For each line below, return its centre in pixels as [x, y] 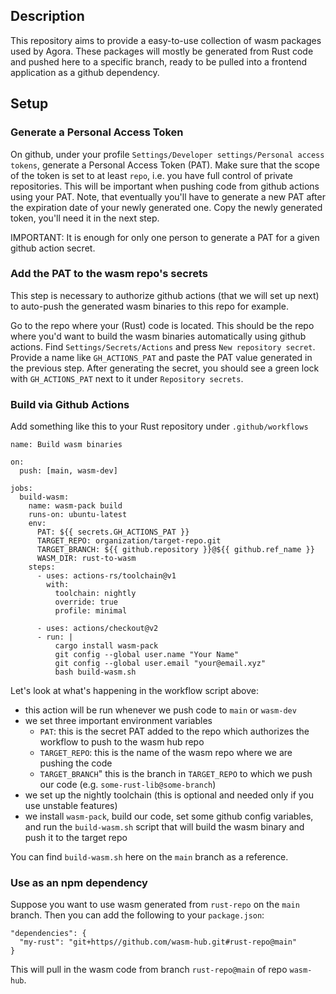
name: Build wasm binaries [66, 445]
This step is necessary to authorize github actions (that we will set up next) [165, 295]
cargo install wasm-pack [106, 646]
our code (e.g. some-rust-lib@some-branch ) [128, 785]
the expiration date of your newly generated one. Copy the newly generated [166, 207]
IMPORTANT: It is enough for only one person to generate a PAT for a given [165, 237]
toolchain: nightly [95, 594]
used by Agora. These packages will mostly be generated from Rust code [162, 51]
